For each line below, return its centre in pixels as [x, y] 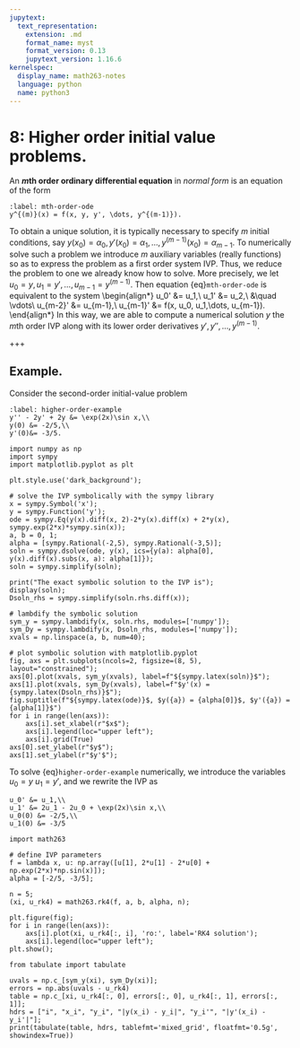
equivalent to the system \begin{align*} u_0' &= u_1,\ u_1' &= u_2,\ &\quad [143, 296]
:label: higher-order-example [66, 409]
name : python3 [43, 92]
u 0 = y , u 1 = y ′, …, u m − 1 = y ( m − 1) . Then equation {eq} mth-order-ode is [138, 284]
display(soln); [38, 590]
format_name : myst [60, 43]
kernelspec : [31, 68]
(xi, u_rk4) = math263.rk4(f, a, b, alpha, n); [100, 902]
